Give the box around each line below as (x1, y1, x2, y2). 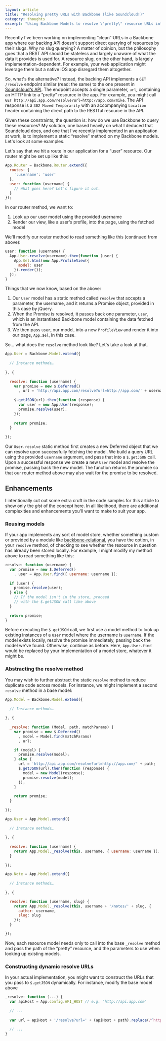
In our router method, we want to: (5, 204, 73, 210)
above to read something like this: (5, 553, 74, 559)
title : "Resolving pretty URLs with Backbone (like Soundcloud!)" (5, 12, 145, 17)
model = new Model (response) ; (23, 770, 85, 775)
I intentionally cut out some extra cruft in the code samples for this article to (5, 497, 159, 503)
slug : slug (18, 913, 41, 918)
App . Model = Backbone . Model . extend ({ (5, 697, 83, 702)
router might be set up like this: (5, 153, 69, 159)
